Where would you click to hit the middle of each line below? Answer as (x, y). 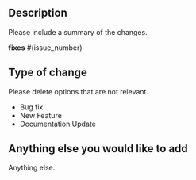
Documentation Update (58, 124)
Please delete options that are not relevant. (79, 91)
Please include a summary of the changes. (78, 32)
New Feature (40, 115)
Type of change (48, 73)
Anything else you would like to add (98, 149)
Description (38, 13)
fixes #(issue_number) (45, 48)
